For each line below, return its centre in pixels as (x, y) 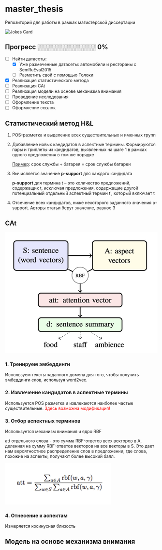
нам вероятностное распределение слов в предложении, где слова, (76, 451)
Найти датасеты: (29, 59)
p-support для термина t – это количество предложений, (71, 183)
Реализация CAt (29, 86)
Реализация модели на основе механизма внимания (67, 91)
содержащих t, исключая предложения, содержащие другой (75, 188)
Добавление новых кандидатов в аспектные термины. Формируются (84, 145)
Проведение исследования (40, 97)
